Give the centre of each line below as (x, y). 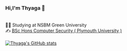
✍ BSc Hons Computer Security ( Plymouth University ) (64, 31)
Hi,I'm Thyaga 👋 (25, 8)
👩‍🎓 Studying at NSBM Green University (46, 25)
